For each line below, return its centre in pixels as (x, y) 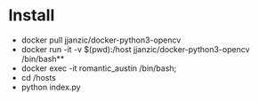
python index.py (51, 87)
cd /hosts (39, 77)
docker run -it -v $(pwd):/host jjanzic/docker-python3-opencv (135, 49)
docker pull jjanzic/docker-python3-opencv (101, 40)
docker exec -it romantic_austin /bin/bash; (99, 68)
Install (32, 16)
